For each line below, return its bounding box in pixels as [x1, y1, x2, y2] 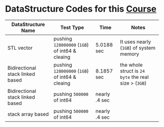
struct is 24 [120, 67, 145, 74]
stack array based [7, 110, 49, 117]
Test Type [60, 24, 84, 31]
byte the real [120, 73, 149, 80]
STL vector [7, 44, 33, 51]
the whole [120, 61, 143, 68]
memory [120, 50, 140, 57]
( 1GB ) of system [120, 44, 156, 51]
